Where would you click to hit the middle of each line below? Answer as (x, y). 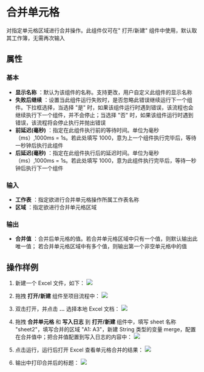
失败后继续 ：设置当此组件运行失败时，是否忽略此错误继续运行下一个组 (104, 100)
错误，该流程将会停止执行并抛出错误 (60, 123)
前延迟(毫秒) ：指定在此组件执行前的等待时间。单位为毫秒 (87, 130)
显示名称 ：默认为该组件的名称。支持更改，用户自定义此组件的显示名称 (104, 92)
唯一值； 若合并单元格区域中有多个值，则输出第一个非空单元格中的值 (101, 246)
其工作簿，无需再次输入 (36, 38)
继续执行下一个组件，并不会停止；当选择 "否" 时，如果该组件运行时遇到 (104, 115)
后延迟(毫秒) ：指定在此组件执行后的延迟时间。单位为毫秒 (87, 153)
